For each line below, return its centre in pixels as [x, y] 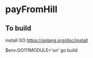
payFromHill [31, 9]
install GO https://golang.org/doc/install [46, 40]
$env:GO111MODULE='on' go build [41, 50]
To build [18, 28]
